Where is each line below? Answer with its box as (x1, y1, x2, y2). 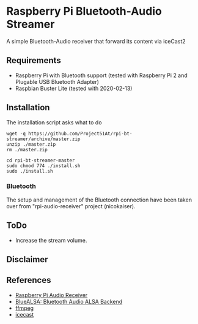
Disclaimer (6, 254, 48, 265)
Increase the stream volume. (15, 236, 87, 244)
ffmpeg (15, 304, 34, 312)
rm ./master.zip (6, 146, 48, 153)
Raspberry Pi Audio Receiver (15, 291, 88, 298)
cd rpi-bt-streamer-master (6, 157, 75, 164)
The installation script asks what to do (6, 118, 102, 126)
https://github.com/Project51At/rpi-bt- (28, 130, 133, 137)
